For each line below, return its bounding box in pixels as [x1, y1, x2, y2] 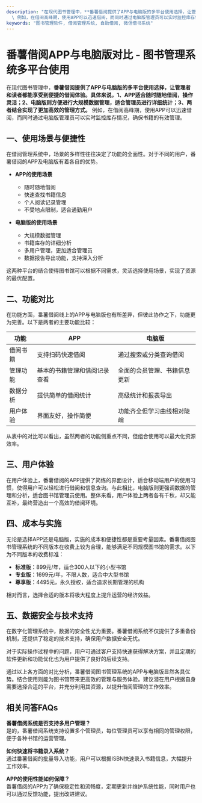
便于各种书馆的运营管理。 [6, 735, 70, 742]
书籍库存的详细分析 [23, 239, 72, 247]
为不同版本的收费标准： [6, 550, 64, 557]
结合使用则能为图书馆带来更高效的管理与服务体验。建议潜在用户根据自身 [16, 675, 196, 683]
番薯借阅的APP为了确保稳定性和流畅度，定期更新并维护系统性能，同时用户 [6, 783, 191, 790]
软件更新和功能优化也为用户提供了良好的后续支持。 [6, 656, 133, 663]
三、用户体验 [6, 459, 54, 470]
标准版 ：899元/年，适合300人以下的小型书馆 [14, 563, 127, 571]
